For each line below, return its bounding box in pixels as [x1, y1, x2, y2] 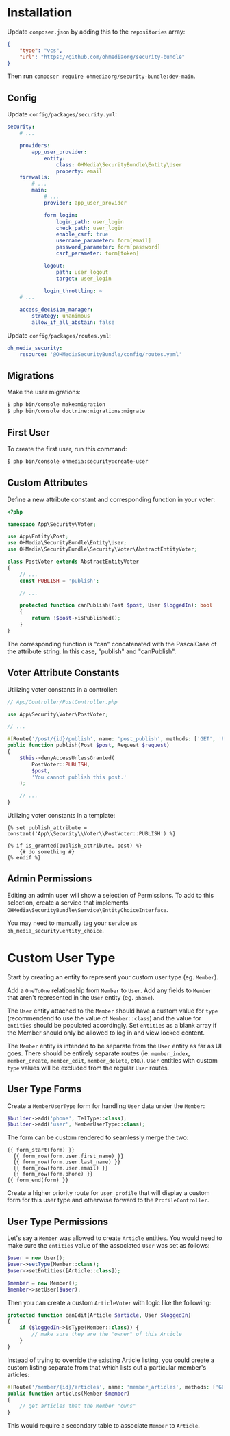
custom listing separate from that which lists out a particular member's [7, 1363, 207, 1371]
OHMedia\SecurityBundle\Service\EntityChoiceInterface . [7, 905, 169, 914]
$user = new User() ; [7, 1255, 66, 1261]
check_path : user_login [55, 225, 125, 231]
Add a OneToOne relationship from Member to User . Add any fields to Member [7, 986, 212, 994]
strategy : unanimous [31, 313, 90, 320]
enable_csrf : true [55, 231, 109, 238]
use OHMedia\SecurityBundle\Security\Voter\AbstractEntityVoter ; [7, 546, 197, 553]
